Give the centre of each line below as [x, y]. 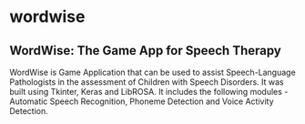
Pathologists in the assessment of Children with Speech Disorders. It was [147, 82]
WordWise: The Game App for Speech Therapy [146, 51]
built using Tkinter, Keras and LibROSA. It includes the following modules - [149, 92]
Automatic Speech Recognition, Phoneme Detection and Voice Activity [142, 101]
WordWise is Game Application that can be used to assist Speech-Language [152, 72]
